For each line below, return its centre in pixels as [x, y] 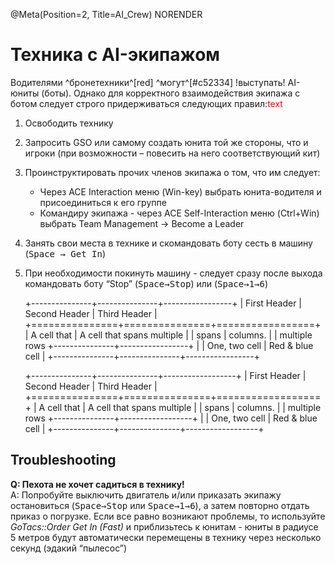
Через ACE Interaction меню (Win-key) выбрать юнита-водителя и [180, 191]
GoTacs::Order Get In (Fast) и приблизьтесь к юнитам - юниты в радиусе [164, 526]
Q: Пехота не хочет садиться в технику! [97, 484]
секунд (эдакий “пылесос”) [69, 548]
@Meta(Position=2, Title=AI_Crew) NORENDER [106, 14]
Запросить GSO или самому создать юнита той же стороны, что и [166, 142]
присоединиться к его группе [103, 202]
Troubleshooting [63, 460]
